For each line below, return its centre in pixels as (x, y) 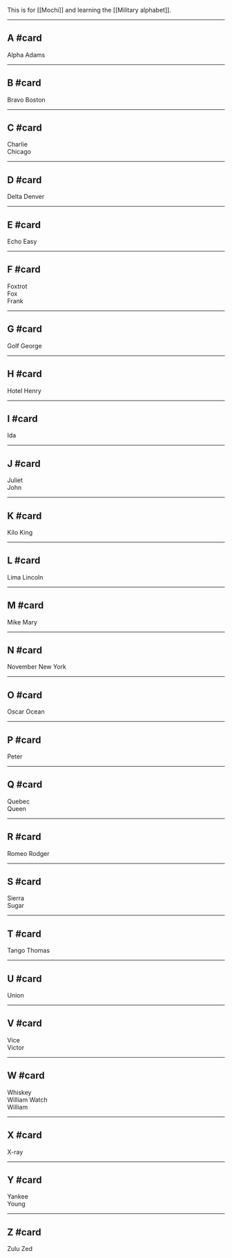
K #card (25, 516)
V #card (25, 1023)
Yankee (18, 1197)
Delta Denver (26, 197)
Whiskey (19, 1092)
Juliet (15, 480)
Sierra (16, 898)
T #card (24, 934)
